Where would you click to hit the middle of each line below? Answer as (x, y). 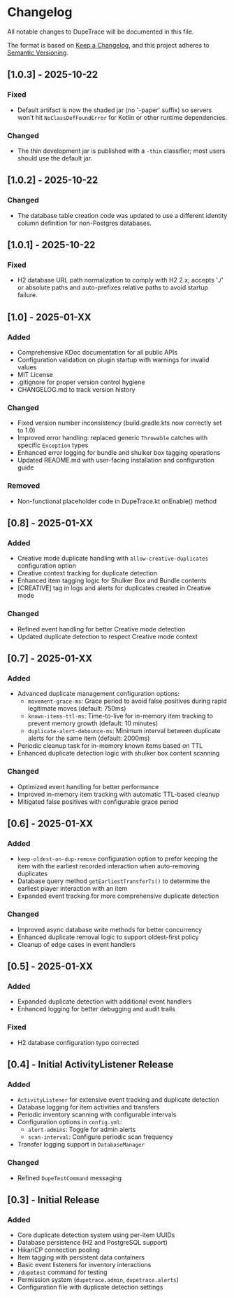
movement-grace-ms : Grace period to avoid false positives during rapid (127, 701)
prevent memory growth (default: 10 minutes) (93, 723)
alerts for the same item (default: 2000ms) (89, 738)
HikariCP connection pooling (58, 1250)
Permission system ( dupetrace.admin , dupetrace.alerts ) (98, 1280)
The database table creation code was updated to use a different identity (122, 215)
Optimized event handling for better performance (88, 786)
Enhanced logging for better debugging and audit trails (96, 1009)
